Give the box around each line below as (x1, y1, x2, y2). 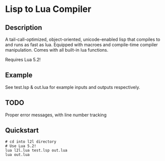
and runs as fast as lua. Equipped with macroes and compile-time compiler (5, 42, 158, 48)
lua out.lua (5, 153, 30, 158)
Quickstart (5, 126, 39, 135)
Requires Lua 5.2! (5, 57, 41, 63)
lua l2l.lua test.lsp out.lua (5, 148, 68, 153)
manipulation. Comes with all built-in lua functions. (5, 47, 109, 53)
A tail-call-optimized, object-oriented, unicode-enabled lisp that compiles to (5, 36, 161, 42)
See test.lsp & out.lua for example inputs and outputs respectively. (5, 84, 140, 90)
